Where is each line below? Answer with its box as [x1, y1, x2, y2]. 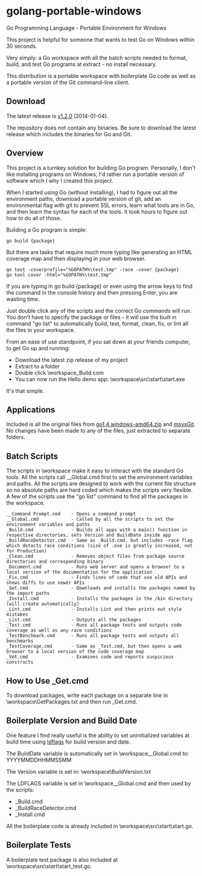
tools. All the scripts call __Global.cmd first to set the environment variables [6, 474, 193, 481]
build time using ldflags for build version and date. [6, 738, 131, 745]
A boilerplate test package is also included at [6, 856, 118, 863]
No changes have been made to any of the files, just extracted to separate [6, 427, 191, 434]
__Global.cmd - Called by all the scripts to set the [6, 516, 174, 523]
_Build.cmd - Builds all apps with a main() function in [6, 527, 188, 533]
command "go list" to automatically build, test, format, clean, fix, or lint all [6, 319, 189, 327]
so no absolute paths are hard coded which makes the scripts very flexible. [6, 486, 193, 494]
